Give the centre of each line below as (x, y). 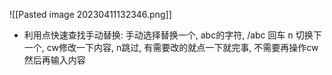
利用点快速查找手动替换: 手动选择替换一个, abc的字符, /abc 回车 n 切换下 (172, 35)
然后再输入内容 (54, 60)
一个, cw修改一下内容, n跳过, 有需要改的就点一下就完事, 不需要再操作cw (171, 47)
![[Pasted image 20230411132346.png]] (90, 14)
